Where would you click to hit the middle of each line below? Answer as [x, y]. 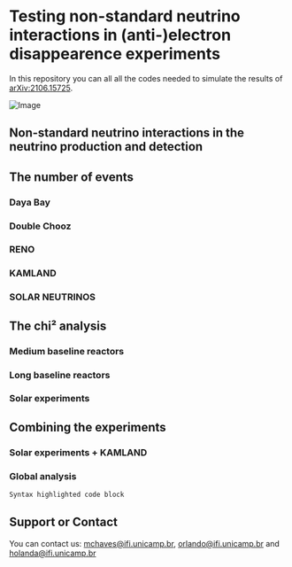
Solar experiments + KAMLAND [78, 452]
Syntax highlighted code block [67, 495]
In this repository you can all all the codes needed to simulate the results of [146, 78]
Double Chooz [40, 226]
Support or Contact [63, 522]
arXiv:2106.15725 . [41, 88]
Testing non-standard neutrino [125, 16]
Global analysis [43, 476]
